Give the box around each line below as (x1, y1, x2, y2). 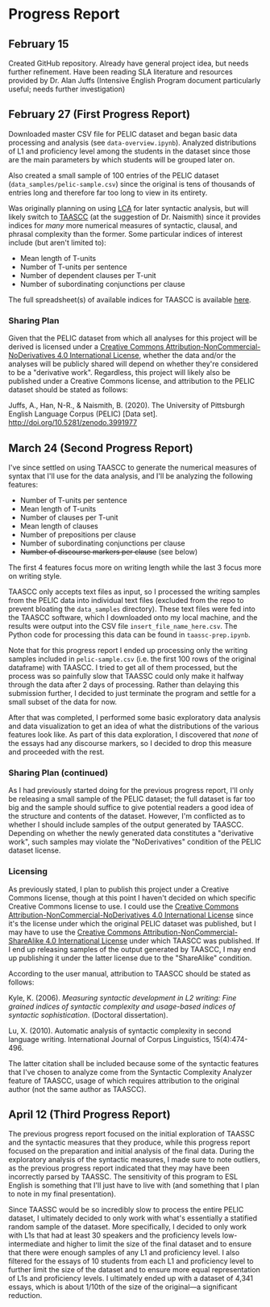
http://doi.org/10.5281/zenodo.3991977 (8, 418, 138, 428)
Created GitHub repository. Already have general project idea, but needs (8, 58, 249, 68)
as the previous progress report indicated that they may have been (8, 1163, 230, 1173)
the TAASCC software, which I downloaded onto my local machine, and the (8, 612, 258, 622)
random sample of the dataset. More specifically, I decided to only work (8, 1222, 247, 1232)
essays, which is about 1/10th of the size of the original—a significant (8, 1282, 238, 1292)
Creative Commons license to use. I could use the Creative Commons (8, 901, 239, 911)
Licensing (8, 866, 48, 877)
